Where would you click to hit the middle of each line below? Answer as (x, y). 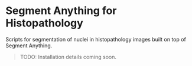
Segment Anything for (61, 11)
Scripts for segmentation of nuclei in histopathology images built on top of (96, 39)
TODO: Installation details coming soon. (68, 57)
